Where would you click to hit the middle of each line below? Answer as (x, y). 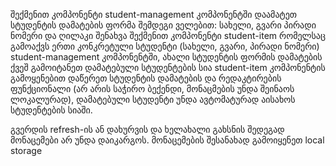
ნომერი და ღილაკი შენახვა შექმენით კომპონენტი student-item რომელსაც (168, 35)
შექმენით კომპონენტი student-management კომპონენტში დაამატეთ (154, 14)
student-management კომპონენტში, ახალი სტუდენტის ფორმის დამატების (166, 57)
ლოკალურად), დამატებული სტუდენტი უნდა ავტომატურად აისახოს (153, 99)
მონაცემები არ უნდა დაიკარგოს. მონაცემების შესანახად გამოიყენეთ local (167, 140)
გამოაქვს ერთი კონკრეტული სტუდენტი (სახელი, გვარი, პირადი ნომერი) (165, 46)
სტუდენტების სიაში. (51, 110)
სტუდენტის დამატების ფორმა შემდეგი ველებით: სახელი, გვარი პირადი (163, 25)
